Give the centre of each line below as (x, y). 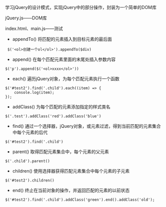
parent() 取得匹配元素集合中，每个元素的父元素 (61, 152)
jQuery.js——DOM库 (26, 18)
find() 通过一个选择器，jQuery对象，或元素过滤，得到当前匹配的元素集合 (86, 126)
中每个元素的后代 (30, 132)
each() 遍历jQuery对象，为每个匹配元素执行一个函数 (66, 79)
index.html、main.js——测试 (34, 28)
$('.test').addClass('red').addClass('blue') (53, 116)
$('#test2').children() (30, 181)
